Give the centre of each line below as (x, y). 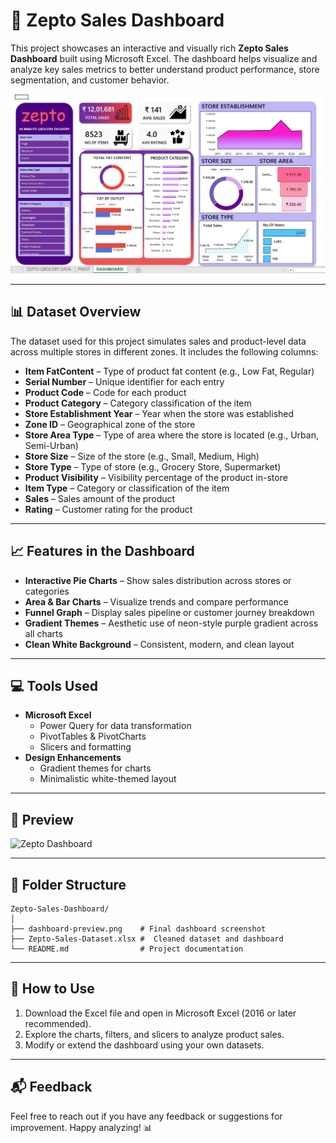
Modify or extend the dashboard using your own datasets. (144, 1045)
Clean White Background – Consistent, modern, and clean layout (159, 644)
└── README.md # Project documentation (127, 949)
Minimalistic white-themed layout (108, 779)
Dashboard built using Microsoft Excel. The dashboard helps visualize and (164, 58)
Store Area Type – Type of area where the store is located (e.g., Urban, (171, 435)
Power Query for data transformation (115, 726)
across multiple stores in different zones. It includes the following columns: (164, 351)
